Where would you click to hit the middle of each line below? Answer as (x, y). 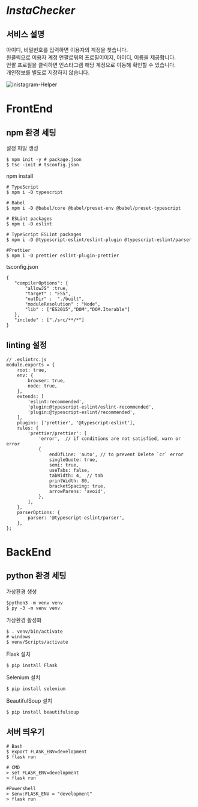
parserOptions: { (39, 512)
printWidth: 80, (69, 481)
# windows (19, 636)
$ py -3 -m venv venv (33, 608)
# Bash (14, 746)
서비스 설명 (25, 34)
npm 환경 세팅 (31, 132)
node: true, (43, 386)
